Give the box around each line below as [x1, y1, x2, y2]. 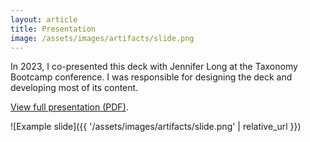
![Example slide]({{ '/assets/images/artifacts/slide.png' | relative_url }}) [10, 121, 302, 133]
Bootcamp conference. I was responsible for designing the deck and [10, 71, 293, 83]
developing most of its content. [10, 82, 139, 94]
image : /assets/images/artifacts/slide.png [10, 33, 195, 43]
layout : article [10, 14, 78, 25]
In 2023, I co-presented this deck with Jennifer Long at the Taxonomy [10, 61, 298, 73]
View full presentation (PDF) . [10, 101, 129, 113]
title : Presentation [10, 24, 97, 34]
